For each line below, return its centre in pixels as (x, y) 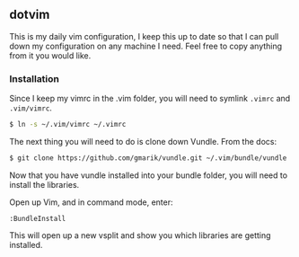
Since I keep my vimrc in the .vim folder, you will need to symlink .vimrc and (150, 99)
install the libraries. (44, 184)
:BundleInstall (38, 218)
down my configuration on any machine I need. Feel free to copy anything (146, 46)
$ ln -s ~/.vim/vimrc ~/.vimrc (68, 125)
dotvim (30, 15)
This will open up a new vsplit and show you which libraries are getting (140, 235)
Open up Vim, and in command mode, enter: (91, 202)
